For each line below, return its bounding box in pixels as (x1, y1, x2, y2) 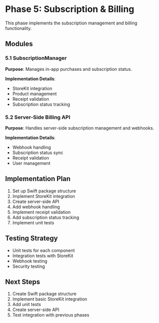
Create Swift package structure (12, 291, 77, 297)
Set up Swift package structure (12, 188, 76, 194)
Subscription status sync (12, 150, 64, 156)
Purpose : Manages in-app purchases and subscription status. (5, 66, 133, 72)
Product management (12, 91, 57, 97)
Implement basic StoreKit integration (12, 296, 87, 302)
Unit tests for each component (12, 247, 75, 253)
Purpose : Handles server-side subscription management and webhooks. (5, 125, 155, 131)
